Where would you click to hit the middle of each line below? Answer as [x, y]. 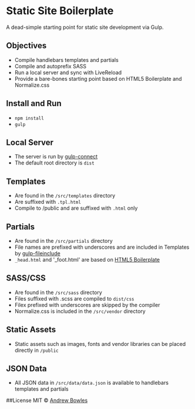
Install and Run [34, 103]
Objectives [26, 46]
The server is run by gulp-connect [56, 157]
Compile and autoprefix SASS [51, 66]
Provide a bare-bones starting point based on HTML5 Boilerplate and [98, 78]
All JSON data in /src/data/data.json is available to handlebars [92, 383]
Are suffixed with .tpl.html [48, 202]
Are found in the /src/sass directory [58, 292]
